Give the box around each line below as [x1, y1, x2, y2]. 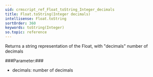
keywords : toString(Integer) [5, 25, 65, 30]
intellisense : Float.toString [5, 16, 67, 21]
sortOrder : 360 [5, 20, 36, 26]
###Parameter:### [5, 58, 44, 63]
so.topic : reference [5, 30, 47, 35]
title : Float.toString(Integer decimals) [5, 12, 91, 17]
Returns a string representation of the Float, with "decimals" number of [5, 43, 148, 49]
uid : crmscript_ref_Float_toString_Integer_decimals [5, 7, 115, 12]
